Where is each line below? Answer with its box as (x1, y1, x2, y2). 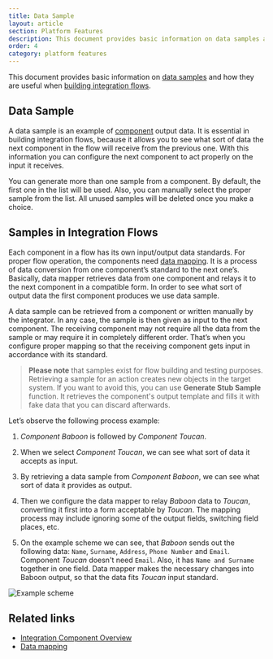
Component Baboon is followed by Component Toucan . (19, 431, 207, 441)
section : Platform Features (8, 27, 104, 35)
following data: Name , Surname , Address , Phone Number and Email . (19, 546, 230, 556)
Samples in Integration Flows (8, 225, 158, 240)
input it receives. (8, 160, 64, 170)
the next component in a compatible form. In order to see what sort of (8, 281, 242, 291)
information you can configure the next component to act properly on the (8, 151, 253, 161)
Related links (8, 612, 76, 626)
